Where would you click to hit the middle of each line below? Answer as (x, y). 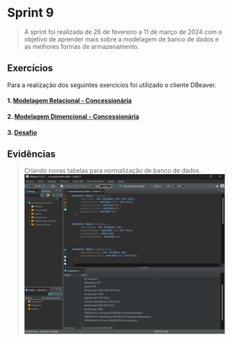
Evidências (31, 154)
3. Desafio (22, 132)
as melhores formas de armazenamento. (81, 46)
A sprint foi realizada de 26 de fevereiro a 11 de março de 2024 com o (123, 32)
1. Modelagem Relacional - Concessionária (70, 101)
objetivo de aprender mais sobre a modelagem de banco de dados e (121, 39)
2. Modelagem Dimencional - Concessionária (73, 116)
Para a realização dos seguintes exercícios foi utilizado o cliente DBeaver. (112, 85)
